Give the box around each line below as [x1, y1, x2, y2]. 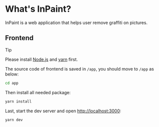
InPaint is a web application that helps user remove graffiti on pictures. [5, 20, 148, 25]
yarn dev [5, 117, 23, 122]
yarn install [5, 99, 32, 104]
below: [5, 71, 19, 77]
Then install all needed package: [5, 89, 71, 95]
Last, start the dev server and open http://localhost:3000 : [5, 108, 122, 114]
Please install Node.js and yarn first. [5, 56, 78, 62]
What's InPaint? [5, 3, 71, 15]
